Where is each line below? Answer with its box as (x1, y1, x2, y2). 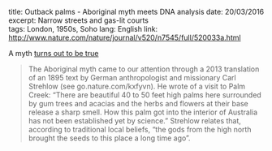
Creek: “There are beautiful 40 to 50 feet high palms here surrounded (28, 90, 261, 100)
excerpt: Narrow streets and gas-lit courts (8, 15, 149, 25)
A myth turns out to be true (8, 49, 99, 58)
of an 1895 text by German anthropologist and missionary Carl (28, 73, 237, 82)
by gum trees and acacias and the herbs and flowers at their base (28, 99, 249, 108)
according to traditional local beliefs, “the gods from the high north (28, 125, 252, 134)
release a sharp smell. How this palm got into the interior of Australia (28, 107, 258, 117)
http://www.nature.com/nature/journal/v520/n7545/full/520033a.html (8, 32, 241, 42)
